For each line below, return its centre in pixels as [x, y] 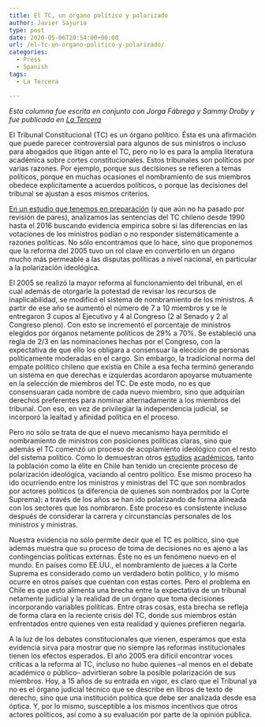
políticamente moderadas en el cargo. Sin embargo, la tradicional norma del [132, 358]
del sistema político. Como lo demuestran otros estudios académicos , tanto [132, 457]
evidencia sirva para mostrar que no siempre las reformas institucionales [127, 647]
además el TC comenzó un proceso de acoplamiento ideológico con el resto [133, 449]
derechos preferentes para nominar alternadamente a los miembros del [125, 400]
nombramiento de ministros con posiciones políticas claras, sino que [120, 440]
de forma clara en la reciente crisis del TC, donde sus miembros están [123, 615]
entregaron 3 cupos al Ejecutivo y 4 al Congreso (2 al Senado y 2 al [118, 316]
